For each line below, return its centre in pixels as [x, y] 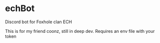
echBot [20, 8]
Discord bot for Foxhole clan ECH [39, 22]
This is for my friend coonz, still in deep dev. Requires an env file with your [80, 31]
